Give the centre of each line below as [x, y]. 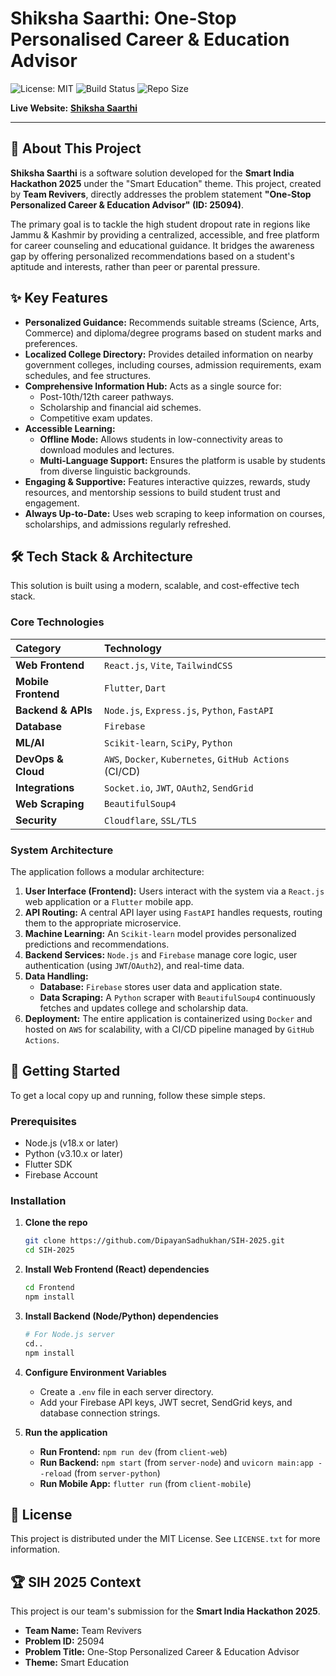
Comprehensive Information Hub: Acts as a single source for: [153, 386]
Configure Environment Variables [95, 1372]
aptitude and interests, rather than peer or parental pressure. [135, 266]
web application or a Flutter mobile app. [109, 901]
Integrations [45, 787]
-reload [55, 1473]
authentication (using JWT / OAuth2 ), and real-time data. [134, 965]
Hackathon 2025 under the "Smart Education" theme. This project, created [166, 183]
